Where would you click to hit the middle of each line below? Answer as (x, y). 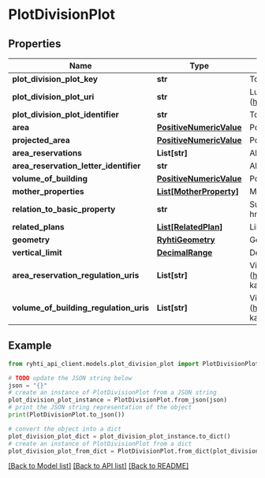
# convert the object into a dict (65, 429)
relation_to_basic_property (64, 209)
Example (30, 346)
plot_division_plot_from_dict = (61, 451)
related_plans (38, 227)
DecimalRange (185, 252)
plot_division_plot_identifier (66, 114)
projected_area (41, 140)
